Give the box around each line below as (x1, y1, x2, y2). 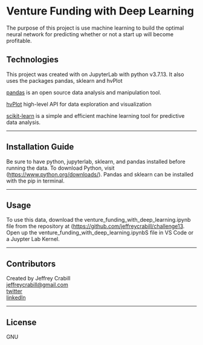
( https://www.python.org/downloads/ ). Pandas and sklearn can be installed (6, 170, 194, 178)
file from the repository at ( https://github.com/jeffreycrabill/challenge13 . (6, 222, 185, 230)
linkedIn (6, 294, 26, 301)
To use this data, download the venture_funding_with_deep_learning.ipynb (6, 216, 192, 224)
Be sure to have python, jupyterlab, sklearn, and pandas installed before (6, 158, 185, 165)
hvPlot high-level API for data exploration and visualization (6, 100, 152, 108)
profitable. (6, 37, 32, 44)
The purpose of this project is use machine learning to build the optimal (6, 24, 184, 31)
